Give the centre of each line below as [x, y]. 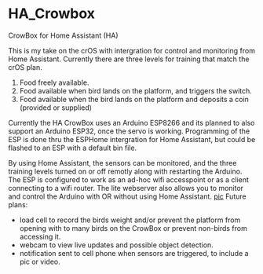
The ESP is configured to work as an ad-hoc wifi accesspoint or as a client [129, 179]
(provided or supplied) [56, 108]
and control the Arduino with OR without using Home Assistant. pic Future [127, 196]
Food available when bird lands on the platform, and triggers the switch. [136, 90]
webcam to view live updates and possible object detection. [116, 245]
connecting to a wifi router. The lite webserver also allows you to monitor [126, 188]
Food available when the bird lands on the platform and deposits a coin [134, 99]
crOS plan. [26, 67]
